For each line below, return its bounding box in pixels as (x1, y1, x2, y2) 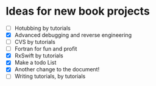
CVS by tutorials (14, 38, 55, 46)
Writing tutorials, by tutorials (14, 73, 86, 80)
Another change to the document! (14, 66, 100, 73)
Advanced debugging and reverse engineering (14, 32, 132, 38)
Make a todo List (14, 59, 57, 66)
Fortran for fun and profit (14, 45, 77, 52)
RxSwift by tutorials (14, 52, 63, 59)
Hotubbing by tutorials (14, 24, 71, 32)
